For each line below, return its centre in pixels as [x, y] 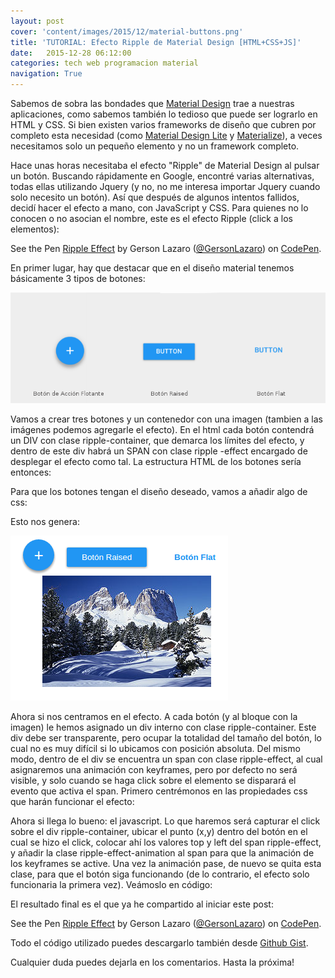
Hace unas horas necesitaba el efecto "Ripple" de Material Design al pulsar [165, 165]
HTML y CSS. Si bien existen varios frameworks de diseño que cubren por [163, 124]
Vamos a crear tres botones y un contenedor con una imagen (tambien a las [166, 419]
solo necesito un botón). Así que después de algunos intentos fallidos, [155, 197]
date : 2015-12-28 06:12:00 [71, 53]
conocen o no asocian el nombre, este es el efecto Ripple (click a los [151, 218]
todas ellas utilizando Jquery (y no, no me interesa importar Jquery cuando [165, 186]
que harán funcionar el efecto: [72, 802]
